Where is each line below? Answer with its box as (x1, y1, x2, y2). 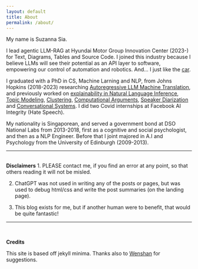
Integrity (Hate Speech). (6, 109, 65, 116)
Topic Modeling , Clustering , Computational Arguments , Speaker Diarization (6, 96, 189, 103)
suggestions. (6, 256, 38, 263)
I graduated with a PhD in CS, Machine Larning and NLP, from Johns (6, 77, 172, 84)
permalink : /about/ (6, 19, 54, 25)
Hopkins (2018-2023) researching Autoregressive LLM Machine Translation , (6, 84, 191, 91)
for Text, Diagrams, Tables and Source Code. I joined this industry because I (6, 54, 191, 61)
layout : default (6, 8, 46, 15)
